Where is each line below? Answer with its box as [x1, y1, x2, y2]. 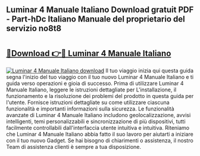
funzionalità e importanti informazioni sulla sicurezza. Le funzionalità [6, 105, 174, 112]
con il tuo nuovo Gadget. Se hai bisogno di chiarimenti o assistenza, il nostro [6, 137, 193, 144]
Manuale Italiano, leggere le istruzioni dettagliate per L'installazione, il [6, 86, 177, 93]
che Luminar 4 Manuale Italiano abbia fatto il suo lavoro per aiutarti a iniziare [6, 131, 193, 137]
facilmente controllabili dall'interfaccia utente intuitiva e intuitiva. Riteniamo [6, 124, 190, 131]
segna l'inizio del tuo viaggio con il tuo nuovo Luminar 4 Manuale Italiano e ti [6, 74, 194, 80]
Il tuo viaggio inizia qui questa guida [105, 67, 194, 74]
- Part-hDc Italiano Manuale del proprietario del [6, 14, 186, 25]
